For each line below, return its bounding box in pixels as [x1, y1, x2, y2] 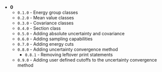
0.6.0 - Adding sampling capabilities [17, 36, 93, 42]
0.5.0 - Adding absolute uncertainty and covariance [17, 31, 125, 36]
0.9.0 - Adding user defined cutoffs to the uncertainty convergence [17, 57, 157, 63]
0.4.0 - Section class [17, 25, 61, 31]
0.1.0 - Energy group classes [17, 9, 78, 15]
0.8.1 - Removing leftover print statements [24, 52, 113, 58]
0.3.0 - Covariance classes [17, 20, 74, 26]
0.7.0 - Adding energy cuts [17, 41, 74, 47]
